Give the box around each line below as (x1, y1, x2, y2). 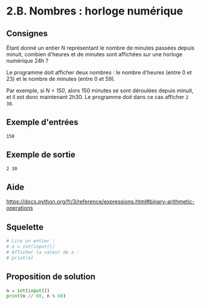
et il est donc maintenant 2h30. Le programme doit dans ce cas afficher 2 (6, 94, 189, 100)
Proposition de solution (6, 272, 95, 282)
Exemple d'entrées (6, 117, 78, 127)
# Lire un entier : (6, 238, 56, 244)
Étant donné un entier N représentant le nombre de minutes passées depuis (6, 44, 195, 51)
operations (6, 204, 33, 212)
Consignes (6, 28, 48, 39)
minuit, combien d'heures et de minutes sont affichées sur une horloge (6, 51, 183, 58)
